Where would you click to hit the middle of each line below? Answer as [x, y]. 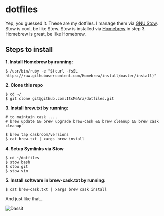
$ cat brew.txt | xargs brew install [45, 139]
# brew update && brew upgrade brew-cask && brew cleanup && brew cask [82, 121]
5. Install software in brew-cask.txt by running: [56, 180]
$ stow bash [18, 162]
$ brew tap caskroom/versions [37, 134]
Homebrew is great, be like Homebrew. [46, 34]
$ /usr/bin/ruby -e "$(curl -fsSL [42, 71]
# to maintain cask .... [31, 117]
